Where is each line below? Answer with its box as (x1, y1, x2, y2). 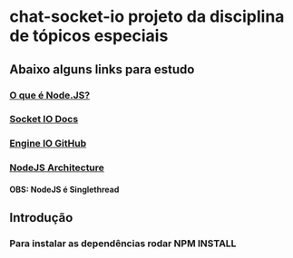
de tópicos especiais (9, 25, 169, 46)
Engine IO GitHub (9, 138, 87, 150)
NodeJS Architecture (9, 161, 104, 174)
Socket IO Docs (9, 113, 79, 126)
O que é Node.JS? (9, 89, 91, 101)
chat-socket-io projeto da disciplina (9, 6, 285, 27)
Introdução (9, 210, 73, 225)
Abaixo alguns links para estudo (9, 62, 195, 77)
